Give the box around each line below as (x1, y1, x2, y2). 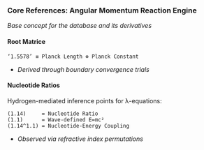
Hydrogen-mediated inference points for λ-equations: (7, 96, 162, 105)
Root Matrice (7, 37, 46, 45)
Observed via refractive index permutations (17, 135, 143, 143)
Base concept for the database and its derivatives (7, 22, 152, 30)
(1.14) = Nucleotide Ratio (7, 110, 99, 117)
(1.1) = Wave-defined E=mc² (7, 116, 105, 123)
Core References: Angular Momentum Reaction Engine (7, 6, 197, 15)
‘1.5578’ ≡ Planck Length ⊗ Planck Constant (7, 53, 139, 60)
